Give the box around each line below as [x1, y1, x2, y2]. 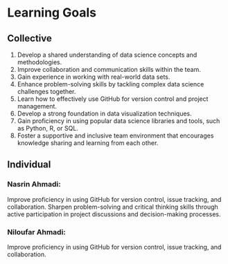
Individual [7, 159, 51, 171]
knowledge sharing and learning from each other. [17, 139, 159, 147]
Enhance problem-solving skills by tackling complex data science [17, 80, 204, 88]
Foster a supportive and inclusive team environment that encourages [17, 131, 214, 140]
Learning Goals [7, 5, 97, 21]
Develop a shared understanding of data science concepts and [17, 50, 198, 59]
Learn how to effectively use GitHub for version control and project [17, 95, 209, 103]
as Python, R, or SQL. [17, 124, 78, 132]
